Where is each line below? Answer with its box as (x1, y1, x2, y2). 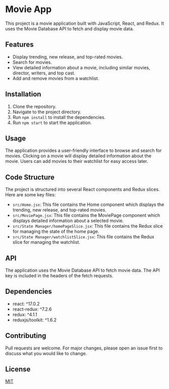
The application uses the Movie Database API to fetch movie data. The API (5, 267, 160, 273)
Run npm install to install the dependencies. (12, 114, 106, 120)
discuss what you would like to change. (5, 350, 87, 356)
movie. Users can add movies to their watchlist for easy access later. (5, 158, 148, 164)
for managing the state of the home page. (12, 229, 99, 235)
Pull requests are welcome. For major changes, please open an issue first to (5, 345, 163, 351)
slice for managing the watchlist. (12, 239, 81, 245)
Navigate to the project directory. (12, 109, 82, 115)
